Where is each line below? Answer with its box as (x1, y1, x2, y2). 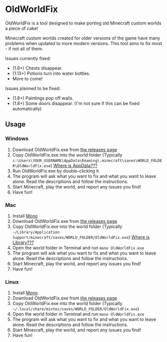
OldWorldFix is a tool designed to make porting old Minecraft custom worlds (5, 20, 162, 26)
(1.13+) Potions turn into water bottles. (12, 70, 91, 76)
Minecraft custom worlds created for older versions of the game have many (5, 35, 161, 41)
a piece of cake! (5, 25, 38, 31)
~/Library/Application (12, 229, 60, 234)
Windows (5, 135, 29, 142)
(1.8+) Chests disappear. (12, 65, 63, 71)
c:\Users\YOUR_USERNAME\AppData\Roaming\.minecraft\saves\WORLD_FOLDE (12, 158, 163, 163)
